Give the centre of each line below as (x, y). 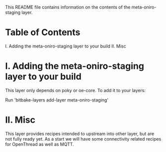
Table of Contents (43, 32)
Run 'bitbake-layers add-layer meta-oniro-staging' (57, 100)
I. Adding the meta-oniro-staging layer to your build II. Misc (66, 46)
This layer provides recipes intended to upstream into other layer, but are (80, 134)
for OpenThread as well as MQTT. (40, 144)
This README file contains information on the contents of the (68, 7)
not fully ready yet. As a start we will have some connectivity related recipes (83, 139)
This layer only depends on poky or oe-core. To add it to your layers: (75, 90)
